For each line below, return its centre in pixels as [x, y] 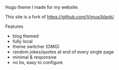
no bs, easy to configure [37, 62]
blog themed [25, 36]
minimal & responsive [34, 57]
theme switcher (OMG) [36, 46]
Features [14, 26]
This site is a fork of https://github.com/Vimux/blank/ [59, 17]
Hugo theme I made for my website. [42, 7]
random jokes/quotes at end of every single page [63, 52]
